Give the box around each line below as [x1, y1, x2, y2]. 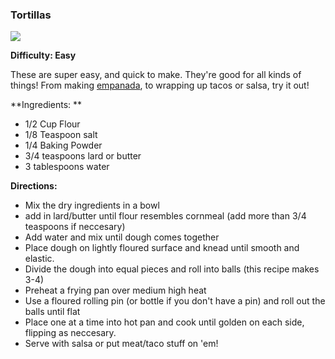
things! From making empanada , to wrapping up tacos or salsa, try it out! [10, 79, 310, 92]
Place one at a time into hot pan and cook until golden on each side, [24, 316, 305, 328]
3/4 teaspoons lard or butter [24, 150, 142, 162]
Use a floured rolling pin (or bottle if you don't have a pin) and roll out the [24, 295, 326, 307]
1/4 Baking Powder [24, 139, 103, 152]
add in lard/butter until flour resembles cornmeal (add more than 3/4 [24, 210, 307, 222]
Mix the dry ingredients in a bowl [24, 199, 160, 212]
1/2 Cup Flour [24, 118, 81, 130]
